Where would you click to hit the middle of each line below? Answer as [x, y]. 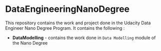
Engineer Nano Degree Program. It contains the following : [65, 28]
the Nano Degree [30, 43]
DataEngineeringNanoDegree [67, 9]
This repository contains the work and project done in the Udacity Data [78, 23]
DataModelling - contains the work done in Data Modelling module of [84, 38]
